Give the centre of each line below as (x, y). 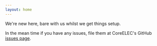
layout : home (19, 10)
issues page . (18, 38)
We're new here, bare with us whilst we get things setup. (63, 23)
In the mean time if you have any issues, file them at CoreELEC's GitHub (78, 33)
